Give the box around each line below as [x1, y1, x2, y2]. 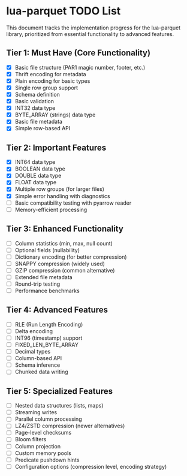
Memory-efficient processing [14, 206, 88, 213]
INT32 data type [14, 104, 56, 112]
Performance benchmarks [14, 287, 80, 294]
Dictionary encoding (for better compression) [14, 253, 127, 261]
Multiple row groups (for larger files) [14, 185, 105, 193]
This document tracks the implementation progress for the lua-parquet [6, 24, 181, 31]
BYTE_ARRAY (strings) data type [14, 111, 96, 118]
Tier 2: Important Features [6, 142, 107, 152]
